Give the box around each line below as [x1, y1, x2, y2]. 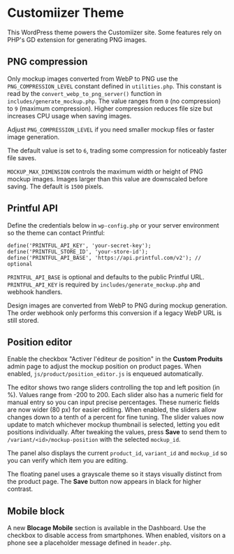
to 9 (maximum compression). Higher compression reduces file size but [7, 104, 213, 113]
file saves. [7, 153, 37, 162]
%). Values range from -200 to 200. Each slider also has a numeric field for [7, 391, 224, 399]
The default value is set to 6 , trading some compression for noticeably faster [7, 146, 227, 155]
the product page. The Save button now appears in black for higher [7, 478, 201, 486]
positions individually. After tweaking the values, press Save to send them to [7, 428, 227, 436]
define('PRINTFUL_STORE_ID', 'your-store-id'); [7, 248, 149, 255]
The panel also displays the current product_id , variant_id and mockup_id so [7, 449, 228, 457]
